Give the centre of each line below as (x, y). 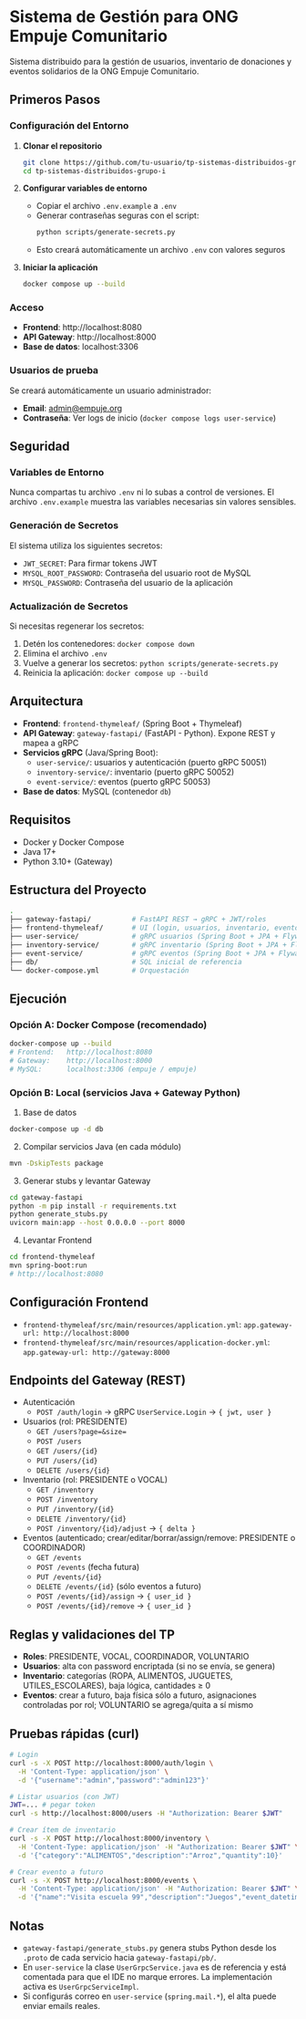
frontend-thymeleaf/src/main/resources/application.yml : (132, 1324)
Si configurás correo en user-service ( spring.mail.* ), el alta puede (149, 1996)
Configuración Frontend (79, 1302)
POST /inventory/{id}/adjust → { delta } (116, 1528)
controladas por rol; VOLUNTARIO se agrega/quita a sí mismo (138, 1705)
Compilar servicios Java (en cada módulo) (102, 1146)
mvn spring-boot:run (49, 1265)
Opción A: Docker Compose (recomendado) (108, 1025)
